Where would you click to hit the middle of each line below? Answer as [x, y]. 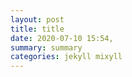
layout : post [37, 19]
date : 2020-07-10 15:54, [62, 38]
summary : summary [46, 47]
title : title [37, 29]
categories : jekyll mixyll [66, 57]
